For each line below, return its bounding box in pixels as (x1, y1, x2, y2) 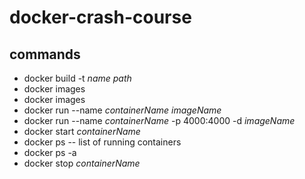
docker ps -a (23, 147, 77, 158)
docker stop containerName (23, 157, 141, 169)
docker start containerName (23, 126, 141, 137)
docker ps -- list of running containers (23, 136, 182, 148)
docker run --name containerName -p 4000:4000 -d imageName (23, 115, 296, 126)
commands (9, 46, 81, 63)
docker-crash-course (9, 6, 192, 29)
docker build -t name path (23, 72, 132, 84)
